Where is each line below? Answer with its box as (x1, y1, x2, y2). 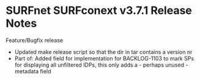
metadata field (14, 67, 51, 75)
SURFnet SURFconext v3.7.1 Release (6, 4, 192, 18)
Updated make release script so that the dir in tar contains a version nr (14, 48, 193, 55)
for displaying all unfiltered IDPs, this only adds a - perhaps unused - (14, 61, 188, 68)
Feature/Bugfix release (6, 36, 64, 44)
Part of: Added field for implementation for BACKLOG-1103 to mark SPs (14, 55, 194, 62)
